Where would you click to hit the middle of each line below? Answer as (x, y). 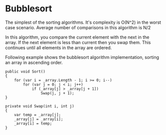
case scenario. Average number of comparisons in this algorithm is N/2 (78, 27)
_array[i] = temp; (33, 123)
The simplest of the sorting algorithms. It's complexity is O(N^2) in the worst (83, 22)
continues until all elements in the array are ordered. (58, 47)
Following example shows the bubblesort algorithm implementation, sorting (82, 57)
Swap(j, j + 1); (57, 93)
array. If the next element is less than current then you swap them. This (78, 42)
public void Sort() (25, 71)
